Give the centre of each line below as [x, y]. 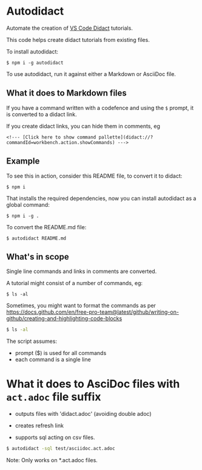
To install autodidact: [32, 51]
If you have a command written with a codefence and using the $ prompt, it [100, 108]
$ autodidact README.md [36, 238]
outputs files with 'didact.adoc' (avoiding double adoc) [83, 414]
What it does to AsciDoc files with [93, 384]
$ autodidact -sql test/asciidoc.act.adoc [61, 449]
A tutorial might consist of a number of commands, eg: [75, 283]
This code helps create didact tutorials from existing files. [78, 40]
